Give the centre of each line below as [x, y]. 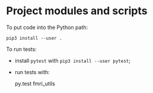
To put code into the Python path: [47, 27]
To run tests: [21, 49]
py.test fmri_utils [35, 84]
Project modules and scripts [77, 11]
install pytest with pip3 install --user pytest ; [72, 60]
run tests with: [32, 72]
